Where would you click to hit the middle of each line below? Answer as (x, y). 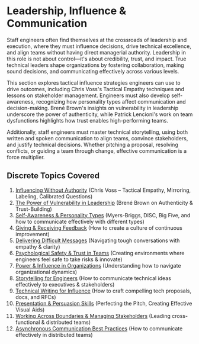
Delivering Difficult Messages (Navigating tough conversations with (97, 240)
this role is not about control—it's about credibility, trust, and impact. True (97, 59)
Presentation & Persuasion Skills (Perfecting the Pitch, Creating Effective (104, 303)
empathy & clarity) (38, 246)
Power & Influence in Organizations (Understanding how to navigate (98, 265)
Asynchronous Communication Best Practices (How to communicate (99, 328)
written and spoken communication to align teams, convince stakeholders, (97, 138)
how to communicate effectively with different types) (80, 221)
